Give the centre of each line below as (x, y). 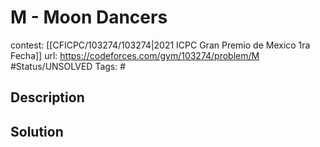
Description (47, 97)
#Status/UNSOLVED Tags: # (68, 66)
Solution (37, 131)
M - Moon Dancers (89, 17)
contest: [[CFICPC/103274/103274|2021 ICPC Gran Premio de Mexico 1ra (160, 45)
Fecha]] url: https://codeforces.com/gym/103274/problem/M (135, 55)
